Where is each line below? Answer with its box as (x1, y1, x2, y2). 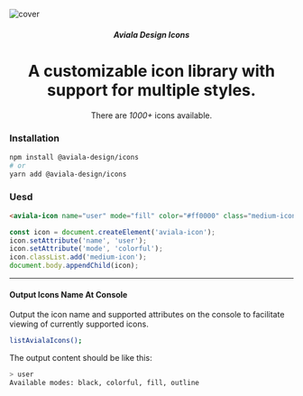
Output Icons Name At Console (9, 289, 128, 299)
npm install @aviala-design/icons (9, 152, 140, 161)
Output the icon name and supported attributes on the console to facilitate (9, 309, 285, 320)
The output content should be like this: (9, 353, 152, 364)
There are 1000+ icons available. (90, 109, 213, 121)
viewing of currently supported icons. (9, 318, 149, 329)
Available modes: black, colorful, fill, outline (9, 378, 200, 387)
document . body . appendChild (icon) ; (9, 262, 140, 271)
